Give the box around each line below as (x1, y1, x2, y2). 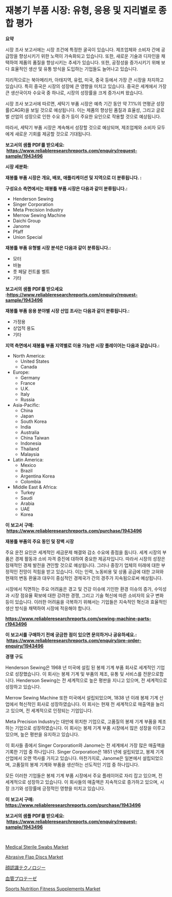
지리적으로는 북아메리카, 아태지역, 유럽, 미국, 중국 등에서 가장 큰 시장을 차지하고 (5, 77, 164, 83)
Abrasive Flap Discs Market (5, 854, 64, 860)
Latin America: (12, 456, 44, 463)
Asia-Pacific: (12, 402, 40, 408)
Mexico (20, 462, 36, 468)
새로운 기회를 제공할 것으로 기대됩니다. (14, 131, 92, 137)
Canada (20, 363, 37, 370)
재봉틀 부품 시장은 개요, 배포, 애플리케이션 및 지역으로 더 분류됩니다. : (5, 174, 142, 181)
